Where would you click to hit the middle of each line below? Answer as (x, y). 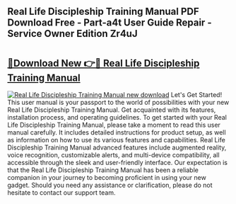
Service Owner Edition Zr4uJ (72, 34)
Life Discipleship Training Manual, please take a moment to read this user (114, 125)
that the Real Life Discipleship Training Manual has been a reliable (103, 170)
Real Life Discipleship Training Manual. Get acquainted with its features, (112, 110)
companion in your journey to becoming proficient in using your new (107, 177)
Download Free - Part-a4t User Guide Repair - (110, 23)
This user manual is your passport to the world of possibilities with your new (118, 102)
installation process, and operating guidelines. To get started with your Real (117, 117)
